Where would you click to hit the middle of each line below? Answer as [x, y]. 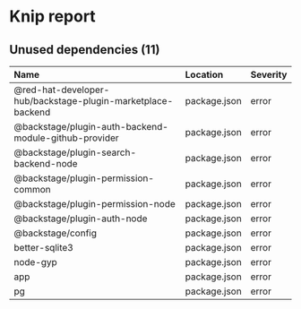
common [32, 189]
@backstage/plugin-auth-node [81, 219]
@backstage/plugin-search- [75, 152]
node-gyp [36, 262]
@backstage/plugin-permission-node [95, 204]
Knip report [52, 17]
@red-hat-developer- [62, 90]
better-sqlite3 [43, 248]
